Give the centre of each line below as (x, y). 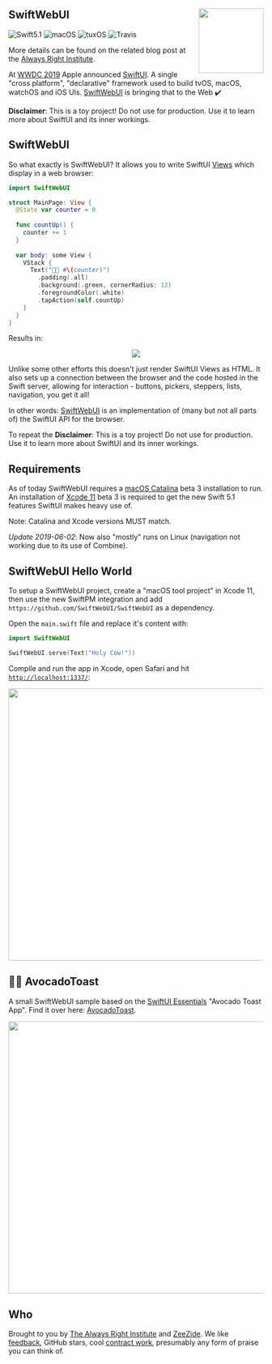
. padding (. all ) (63, 278)
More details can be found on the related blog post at (97, 50)
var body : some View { (54, 255)
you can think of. (36, 1351)
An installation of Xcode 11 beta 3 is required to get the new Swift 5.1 (122, 497)
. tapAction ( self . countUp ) (81, 300)
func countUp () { (45, 225)
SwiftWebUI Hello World (70, 571)
